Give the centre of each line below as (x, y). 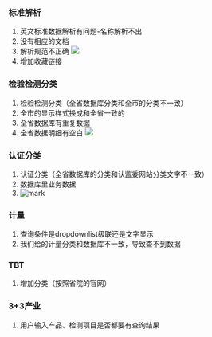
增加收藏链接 (41, 61)
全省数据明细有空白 (51, 132)
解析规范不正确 (44, 51)
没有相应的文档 (44, 41)
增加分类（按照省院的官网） (65, 284)
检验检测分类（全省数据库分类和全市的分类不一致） (104, 103)
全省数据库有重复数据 (55, 123)
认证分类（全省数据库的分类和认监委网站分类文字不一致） (114, 174)
